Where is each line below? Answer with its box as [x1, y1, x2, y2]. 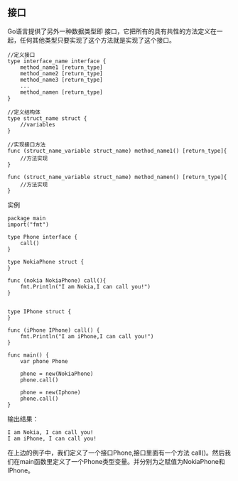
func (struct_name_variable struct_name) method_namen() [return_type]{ [7, 173, 227, 180]
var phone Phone [20, 357, 69, 364]
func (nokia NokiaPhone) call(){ [7, 276, 107, 284]
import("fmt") [7, 221, 50, 228]
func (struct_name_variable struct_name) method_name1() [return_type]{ [7, 147, 227, 154]
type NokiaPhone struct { [7, 258, 84, 265]
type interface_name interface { [7, 58, 107, 65]
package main [7, 215, 46, 222]
